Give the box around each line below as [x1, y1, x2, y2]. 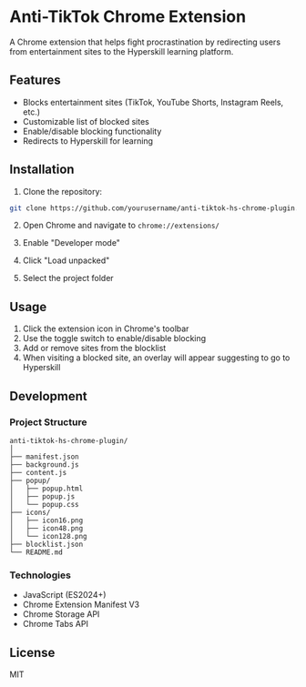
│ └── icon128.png [9, 531, 88, 541]
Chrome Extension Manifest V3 [22, 599, 140, 611]
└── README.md [9, 548, 64, 557]
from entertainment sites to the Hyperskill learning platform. [9, 45, 234, 56]
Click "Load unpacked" [22, 255, 110, 266]
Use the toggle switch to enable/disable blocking [22, 333, 207, 344]
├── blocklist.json [9, 540, 84, 549]
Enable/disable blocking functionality [22, 126, 162, 136]
